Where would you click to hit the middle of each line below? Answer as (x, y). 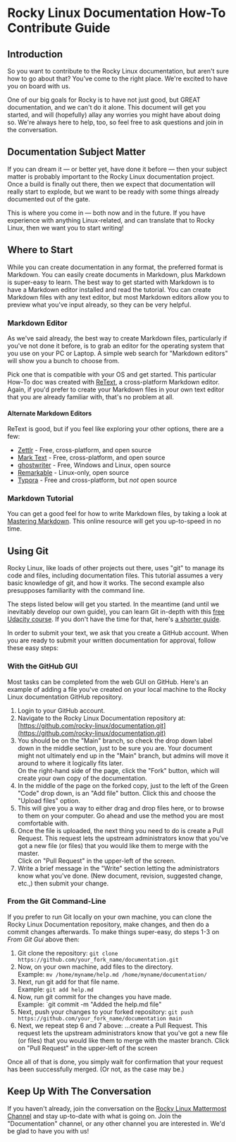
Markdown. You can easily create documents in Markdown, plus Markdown (117, 274)
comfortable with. (43, 823)
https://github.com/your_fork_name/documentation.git (98, 960)
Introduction (35, 54)
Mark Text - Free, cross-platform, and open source (91, 458)
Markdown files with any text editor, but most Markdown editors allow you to (118, 297)
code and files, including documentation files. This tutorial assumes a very (115, 576)
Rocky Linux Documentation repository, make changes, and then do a (108, 924)
